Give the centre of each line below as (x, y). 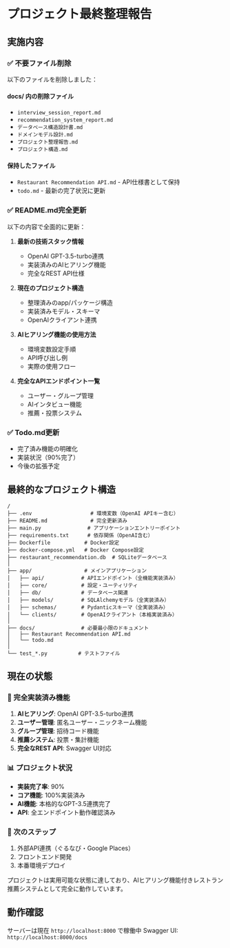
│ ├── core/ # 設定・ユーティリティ (73, 585)
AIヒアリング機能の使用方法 (56, 334)
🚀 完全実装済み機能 (39, 697)
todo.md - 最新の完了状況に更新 (61, 191)
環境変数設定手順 (52, 349)
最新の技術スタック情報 (50, 241)
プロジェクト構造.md (42, 150)
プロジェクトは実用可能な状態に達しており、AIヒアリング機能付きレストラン (115, 880)
